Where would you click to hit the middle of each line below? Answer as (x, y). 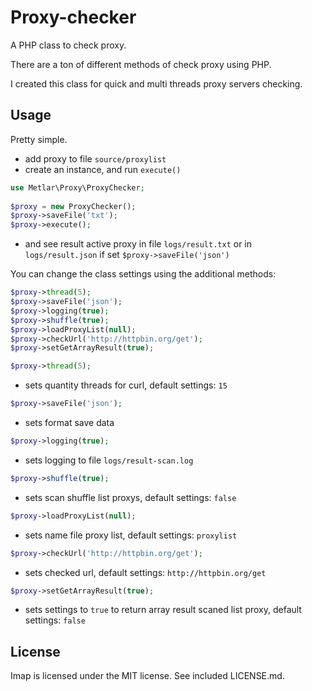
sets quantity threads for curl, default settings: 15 (126, 385)
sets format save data (69, 422)
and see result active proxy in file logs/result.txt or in (138, 244)
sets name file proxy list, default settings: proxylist (131, 535)
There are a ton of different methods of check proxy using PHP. (141, 64)
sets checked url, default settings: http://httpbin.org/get (145, 572)
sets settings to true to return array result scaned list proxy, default (163, 610)
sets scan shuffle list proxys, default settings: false (130, 497)
